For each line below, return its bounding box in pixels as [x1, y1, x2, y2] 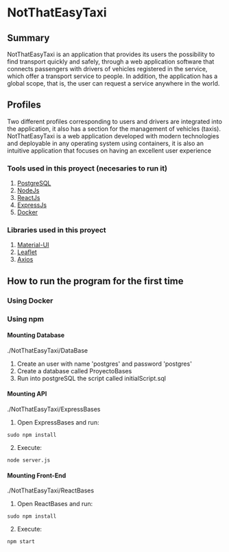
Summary [7, 32, 50, 44]
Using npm [7, 314, 45, 323]
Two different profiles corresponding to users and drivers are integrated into [7, 117, 223, 125]
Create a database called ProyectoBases [16, 366, 132, 375]
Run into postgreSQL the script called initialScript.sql [16, 374, 167, 382]
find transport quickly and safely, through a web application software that [7, 58, 215, 66]
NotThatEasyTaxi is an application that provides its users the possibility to [7, 50, 215, 58]
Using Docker [7, 296, 53, 305]
